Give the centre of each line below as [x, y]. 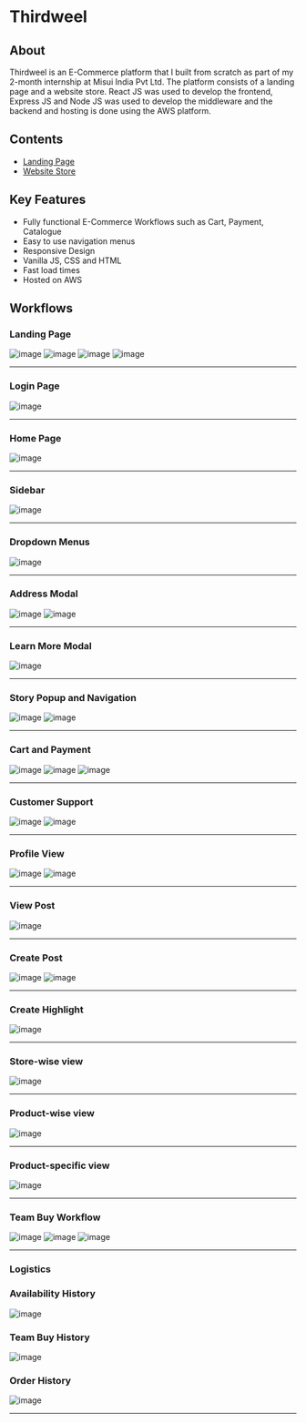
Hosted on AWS [52, 280]
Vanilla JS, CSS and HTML [72, 260]
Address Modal [44, 594]
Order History [40, 1380]
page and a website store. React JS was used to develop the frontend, [141, 91]
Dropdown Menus [50, 542]
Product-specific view [60, 1165]
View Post [32, 906]
